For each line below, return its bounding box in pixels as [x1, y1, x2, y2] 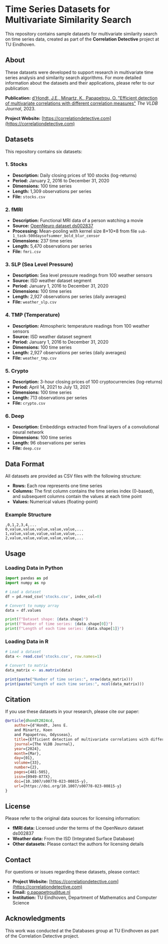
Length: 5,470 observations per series [12, 243, 92, 249]
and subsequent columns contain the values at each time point [12, 494, 142, 500]
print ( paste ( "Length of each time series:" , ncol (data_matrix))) [5, 681, 144, 686]
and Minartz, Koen [14, 728, 52, 733]
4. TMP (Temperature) [5, 312, 60, 319]
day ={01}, [14, 756, 35, 761]
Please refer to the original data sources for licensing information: [5, 815, 140, 821]
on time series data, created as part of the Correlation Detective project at [5, 36, 159, 42]
